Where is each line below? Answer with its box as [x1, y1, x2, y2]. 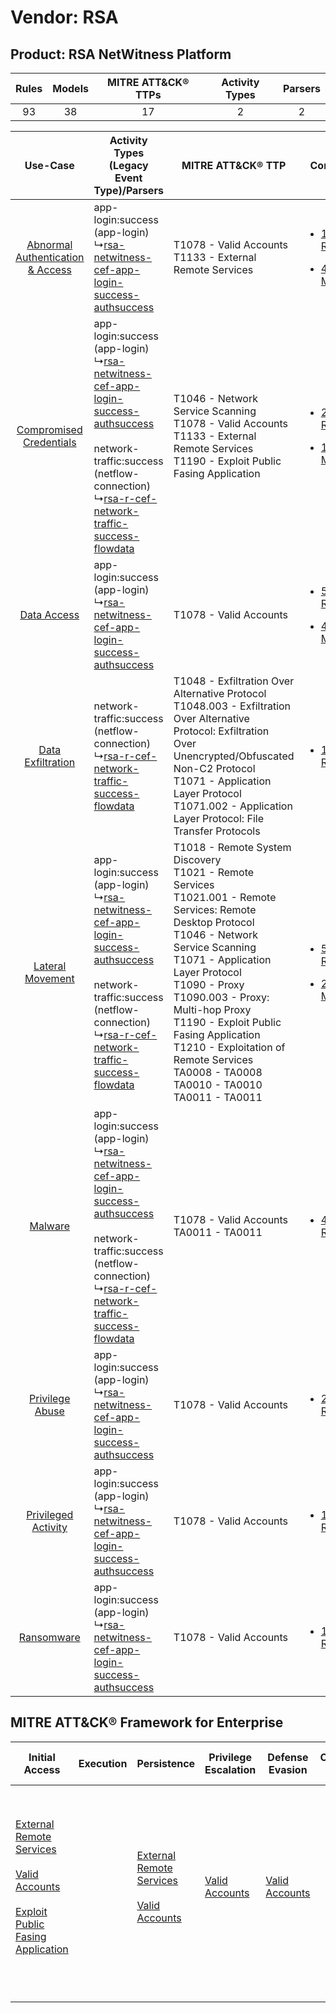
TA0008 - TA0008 [173, 1066, 263, 1079]
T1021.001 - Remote [173, 891, 277, 904]
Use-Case [24, 159, 75, 172]
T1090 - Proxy [173, 978, 245, 991]
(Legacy [108, 159, 149, 172]
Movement [24, 972, 75, 985]
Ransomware [18, 1631, 81, 1644]
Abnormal [26, 238, 73, 251]
